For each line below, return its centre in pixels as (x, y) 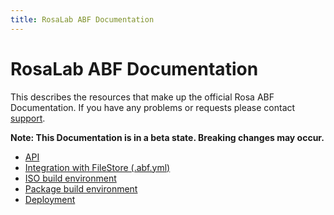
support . (28, 118)
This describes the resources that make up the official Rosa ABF (142, 97)
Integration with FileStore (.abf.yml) (97, 167)
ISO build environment (70, 178)
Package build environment (81, 188)
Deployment (50, 199)
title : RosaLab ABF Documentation (82, 19)
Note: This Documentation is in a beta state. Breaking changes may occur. (167, 137)
